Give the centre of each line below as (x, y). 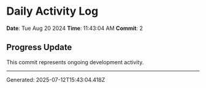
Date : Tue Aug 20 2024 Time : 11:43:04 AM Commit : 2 (74, 28)
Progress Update (39, 47)
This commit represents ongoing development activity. (75, 62)
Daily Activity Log (52, 11)
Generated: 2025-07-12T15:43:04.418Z (56, 79)
